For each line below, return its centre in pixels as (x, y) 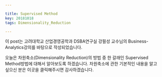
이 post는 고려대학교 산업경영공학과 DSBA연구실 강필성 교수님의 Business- (77, 41)
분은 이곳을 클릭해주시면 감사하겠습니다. (56, 70)
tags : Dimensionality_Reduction (38, 23)
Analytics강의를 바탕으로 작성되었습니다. (44, 47)
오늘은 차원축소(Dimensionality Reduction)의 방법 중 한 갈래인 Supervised (77, 58)
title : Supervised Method (31, 14)
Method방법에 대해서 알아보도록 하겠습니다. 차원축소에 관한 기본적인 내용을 (77, 64)
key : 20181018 (20, 18)
